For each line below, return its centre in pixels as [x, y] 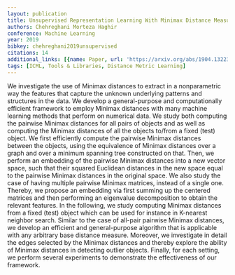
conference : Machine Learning [51, 33]
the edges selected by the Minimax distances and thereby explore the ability [117, 242]
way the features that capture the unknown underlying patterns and [105, 93]
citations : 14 [28, 53]
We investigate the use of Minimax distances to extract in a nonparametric [114, 86]
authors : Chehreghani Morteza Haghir [62, 27]
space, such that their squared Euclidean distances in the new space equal [115, 168]
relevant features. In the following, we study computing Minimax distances [114, 205]
